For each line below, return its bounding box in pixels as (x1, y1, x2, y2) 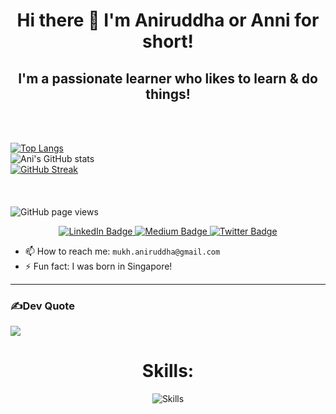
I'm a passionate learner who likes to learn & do (18, 70, 318, 87)
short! (142, 30, 194, 53)
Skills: (141, 360, 195, 383)
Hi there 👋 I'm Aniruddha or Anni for (16, 9, 320, 32)
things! (145, 85, 191, 103)
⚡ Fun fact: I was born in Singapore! (24, 260, 173, 272)
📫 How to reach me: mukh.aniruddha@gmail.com (24, 245, 221, 257)
